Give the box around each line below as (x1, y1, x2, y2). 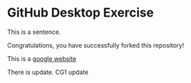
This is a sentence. (7, 28, 61, 36)
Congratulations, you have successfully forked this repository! (7, 41, 185, 49)
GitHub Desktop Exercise (7, 5, 154, 21)
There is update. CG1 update (7, 68, 89, 76)
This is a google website (7, 54, 77, 63)
